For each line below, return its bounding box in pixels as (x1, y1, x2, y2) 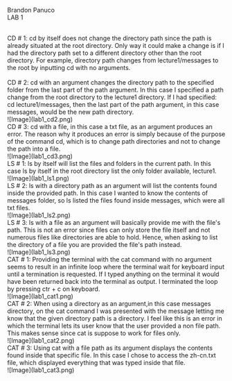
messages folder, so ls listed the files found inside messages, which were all (7, 196, 225, 204)
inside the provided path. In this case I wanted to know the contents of (7, 189, 208, 197)
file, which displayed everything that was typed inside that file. (7, 359, 186, 366)
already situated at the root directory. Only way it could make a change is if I (7, 42, 225, 49)
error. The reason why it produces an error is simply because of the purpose (7, 130, 226, 138)
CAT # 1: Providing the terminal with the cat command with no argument (7, 255, 213, 263)
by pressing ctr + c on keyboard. (7, 285, 100, 293)
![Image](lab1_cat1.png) (7, 292, 74, 300)
